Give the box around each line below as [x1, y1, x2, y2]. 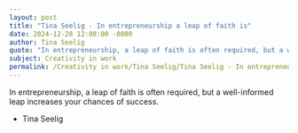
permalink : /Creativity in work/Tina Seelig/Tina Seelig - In [9, 63, 244, 72]
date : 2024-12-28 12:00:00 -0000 [9, 29, 133, 38]
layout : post [9, 12, 58, 22]
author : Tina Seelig [9, 37, 86, 47]
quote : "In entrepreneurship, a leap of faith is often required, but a [9, 46, 284, 55]
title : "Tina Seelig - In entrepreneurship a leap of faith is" [9, 21, 252, 30]
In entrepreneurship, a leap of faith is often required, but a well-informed [9, 86, 274, 98]
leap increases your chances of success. [9, 96, 160, 106]
